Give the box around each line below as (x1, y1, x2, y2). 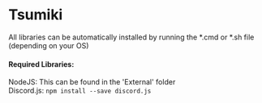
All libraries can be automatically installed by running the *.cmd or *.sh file (8, 32, 255, 42)
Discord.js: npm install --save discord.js (8, 86, 152, 96)
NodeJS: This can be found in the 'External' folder (8, 77, 176, 87)
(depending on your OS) (8, 40, 89, 50)
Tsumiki (8, 6, 63, 24)
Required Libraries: (8, 59, 75, 69)
